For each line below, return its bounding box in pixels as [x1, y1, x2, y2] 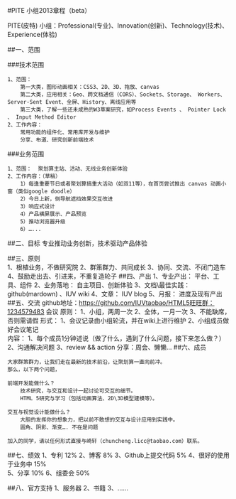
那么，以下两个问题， [7, 366, 60, 373]
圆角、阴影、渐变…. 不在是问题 [20, 424, 99, 431]
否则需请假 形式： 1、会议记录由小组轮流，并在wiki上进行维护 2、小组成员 [7, 316, 223, 325]
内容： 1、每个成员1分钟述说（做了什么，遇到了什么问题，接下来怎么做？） [7, 334, 225, 343]
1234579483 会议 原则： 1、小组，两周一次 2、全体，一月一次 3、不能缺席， [7, 308, 231, 316]
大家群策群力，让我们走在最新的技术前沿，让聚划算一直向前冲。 [7, 358, 166, 365]
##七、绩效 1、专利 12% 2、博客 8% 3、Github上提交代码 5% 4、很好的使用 [7, 451, 230, 459]
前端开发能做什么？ [7, 380, 55, 387]
